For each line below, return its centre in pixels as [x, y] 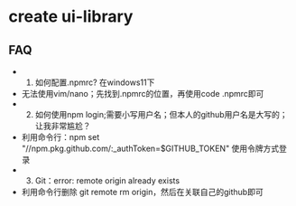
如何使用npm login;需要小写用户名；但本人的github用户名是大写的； [161, 114]
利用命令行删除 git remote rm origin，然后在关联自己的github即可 [142, 192]
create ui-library [71, 17]
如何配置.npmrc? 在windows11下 [95, 82]
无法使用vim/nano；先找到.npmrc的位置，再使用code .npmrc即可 [143, 94]
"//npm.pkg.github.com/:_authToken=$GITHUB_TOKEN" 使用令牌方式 [150, 148]
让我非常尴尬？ [63, 126]
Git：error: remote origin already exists [107, 181]
